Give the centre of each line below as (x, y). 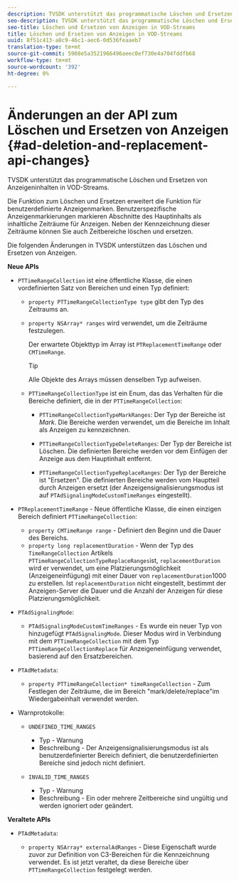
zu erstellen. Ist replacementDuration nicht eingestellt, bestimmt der (127, 584)
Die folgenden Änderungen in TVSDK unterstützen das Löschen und (107, 246)
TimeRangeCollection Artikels (70, 553)
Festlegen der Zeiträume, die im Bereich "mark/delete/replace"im (124, 692)
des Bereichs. (48, 538)
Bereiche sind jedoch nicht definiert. (92, 763)
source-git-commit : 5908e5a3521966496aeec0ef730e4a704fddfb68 (101, 54)
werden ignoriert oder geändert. (86, 806)
